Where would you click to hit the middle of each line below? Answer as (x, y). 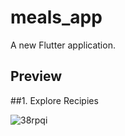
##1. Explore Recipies (54, 100)
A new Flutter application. (63, 45)
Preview (36, 76)
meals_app (56, 17)
